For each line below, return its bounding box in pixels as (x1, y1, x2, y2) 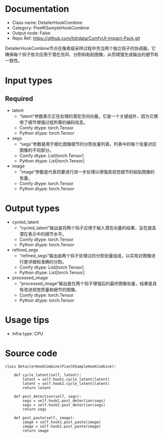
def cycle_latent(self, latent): (14, 372, 82, 377)
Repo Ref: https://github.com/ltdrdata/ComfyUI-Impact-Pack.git (12, 35, 140, 41)
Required (5, 94, 33, 103)
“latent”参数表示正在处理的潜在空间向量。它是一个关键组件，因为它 (19, 113, 154, 119)
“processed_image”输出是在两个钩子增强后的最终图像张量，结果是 (19, 280, 153, 286)
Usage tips (5, 315, 50, 326)
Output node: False (12, 30, 51, 36)
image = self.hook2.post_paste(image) (22, 424, 101, 429)
